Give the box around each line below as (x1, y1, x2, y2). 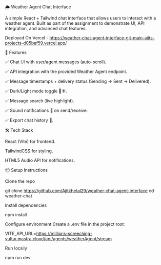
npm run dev (5, 255, 31, 260)
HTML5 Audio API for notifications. (5, 158, 75, 163)
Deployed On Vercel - (5, 35, 49, 40)
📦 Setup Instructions (5, 167, 48, 173)
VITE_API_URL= (5, 230, 37, 236)
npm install (5, 212, 27, 217)
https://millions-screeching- (36, 230, 93, 236)
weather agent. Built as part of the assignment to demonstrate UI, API (5, 20, 145, 26)
